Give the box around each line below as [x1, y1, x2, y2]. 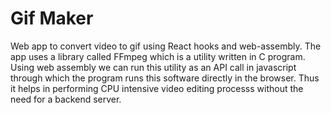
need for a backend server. [10, 93, 122, 105]
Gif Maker [10, 7, 94, 30]
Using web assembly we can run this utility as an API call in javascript [10, 61, 297, 73]
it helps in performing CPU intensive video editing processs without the [10, 82, 304, 94]
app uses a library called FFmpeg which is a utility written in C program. [10, 50, 306, 62]
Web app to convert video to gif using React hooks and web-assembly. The [10, 40, 322, 52]
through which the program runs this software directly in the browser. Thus [10, 72, 320, 84]
